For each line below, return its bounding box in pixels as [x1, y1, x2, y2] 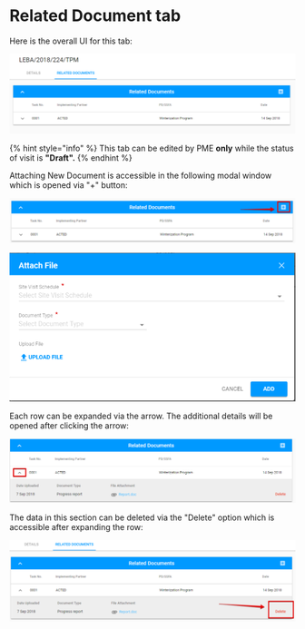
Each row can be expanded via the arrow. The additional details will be [9, 410, 273, 421]
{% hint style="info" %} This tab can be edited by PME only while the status [9, 143, 294, 154]
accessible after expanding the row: [9, 521, 143, 532]
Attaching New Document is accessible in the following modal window [9, 170, 272, 182]
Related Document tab [9, 5, 182, 26]
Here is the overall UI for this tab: [9, 35, 133, 46]
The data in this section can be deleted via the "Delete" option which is [9, 512, 275, 523]
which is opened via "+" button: [9, 180, 129, 191]
